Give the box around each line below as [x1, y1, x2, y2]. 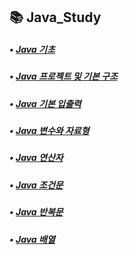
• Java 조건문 [9, 179, 64, 191]
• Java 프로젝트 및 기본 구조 [9, 70, 118, 83]
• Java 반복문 [9, 206, 64, 218]
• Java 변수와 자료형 [9, 125, 90, 137]
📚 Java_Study [9, 9, 102, 26]
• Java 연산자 [9, 152, 64, 164]
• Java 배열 [9, 233, 56, 245]
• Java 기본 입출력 [9, 97, 82, 109]
